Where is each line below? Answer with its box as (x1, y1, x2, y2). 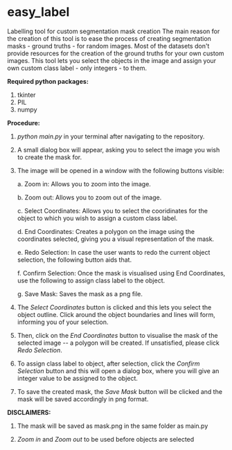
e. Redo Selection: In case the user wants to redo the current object (17, 248, 211, 256)
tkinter (17, 91, 36, 99)
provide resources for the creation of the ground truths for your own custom (7, 49, 224, 57)
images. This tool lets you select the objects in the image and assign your (7, 56, 217, 64)
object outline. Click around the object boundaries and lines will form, (17, 310, 216, 318)
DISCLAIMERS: (7, 408, 51, 416)
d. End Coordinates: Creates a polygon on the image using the (17, 227, 195, 235)
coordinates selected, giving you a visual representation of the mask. (17, 235, 215, 243)
